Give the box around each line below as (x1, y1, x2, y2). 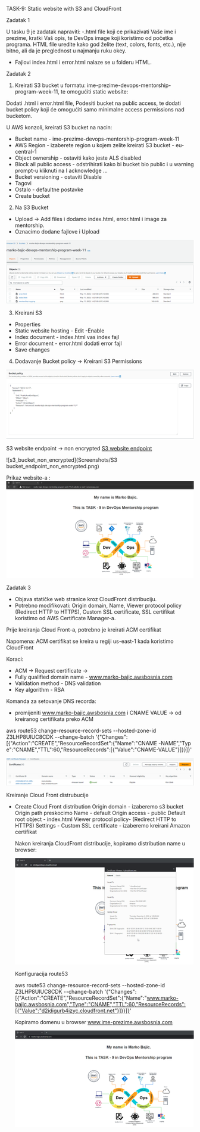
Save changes (14, 346, 50, 353)
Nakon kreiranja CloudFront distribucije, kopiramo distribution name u (14, 839, 186, 847)
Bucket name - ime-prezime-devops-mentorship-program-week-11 (14, 135, 180, 142)
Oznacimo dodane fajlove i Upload (14, 228, 100, 235)
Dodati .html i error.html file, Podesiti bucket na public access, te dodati (6, 99, 182, 107)
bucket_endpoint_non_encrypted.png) (6, 462, 99, 469)
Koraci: (6, 655, 24, 663)
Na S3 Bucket (14, 204, 49, 211)
